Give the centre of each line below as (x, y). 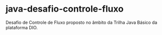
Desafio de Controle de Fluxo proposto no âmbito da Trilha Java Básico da (81, 22)
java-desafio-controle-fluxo (65, 9)
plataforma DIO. (22, 27)
